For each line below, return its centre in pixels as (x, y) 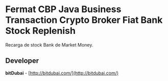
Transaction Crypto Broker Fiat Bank (84, 20)
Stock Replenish (40, 31)
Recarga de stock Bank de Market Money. (49, 45)
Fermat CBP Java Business (63, 9)
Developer (22, 61)
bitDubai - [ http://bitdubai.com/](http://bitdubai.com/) (62, 73)
